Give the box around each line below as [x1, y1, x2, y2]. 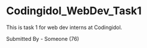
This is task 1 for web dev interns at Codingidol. [6, 24, 123, 31]
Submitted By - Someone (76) [6, 35, 79, 42]
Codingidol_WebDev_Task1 [6, 4, 142, 18]
